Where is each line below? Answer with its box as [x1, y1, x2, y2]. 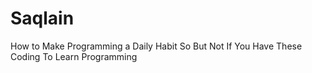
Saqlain [10, 7, 75, 30]
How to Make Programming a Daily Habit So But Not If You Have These [10, 40, 303, 52]
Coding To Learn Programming [10, 50, 138, 62]
